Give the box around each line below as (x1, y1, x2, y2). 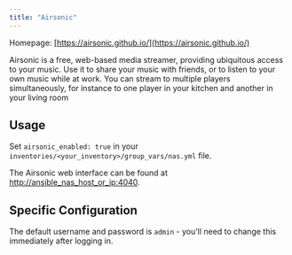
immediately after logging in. (9, 236, 114, 246)
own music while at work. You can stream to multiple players (9, 73, 231, 84)
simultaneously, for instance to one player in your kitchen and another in (9, 82, 273, 93)
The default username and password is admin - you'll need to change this (9, 227, 277, 237)
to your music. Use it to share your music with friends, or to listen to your (9, 64, 276, 74)
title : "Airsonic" (9, 12, 77, 22)
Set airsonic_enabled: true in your (9, 141, 139, 151)
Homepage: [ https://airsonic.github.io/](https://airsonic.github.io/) (9, 37, 250, 48)
